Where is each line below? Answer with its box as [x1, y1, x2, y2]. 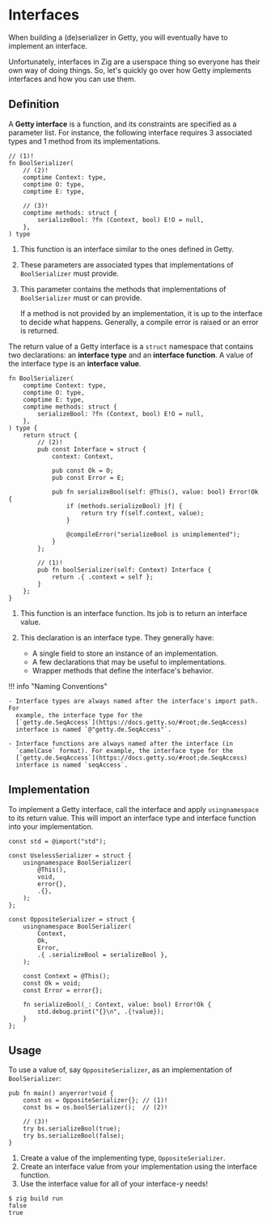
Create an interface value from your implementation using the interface [19, 1161, 257, 1172]
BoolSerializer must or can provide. [19, 293, 142, 302]
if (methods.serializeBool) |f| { [66, 502, 183, 510]
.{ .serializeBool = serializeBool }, [37, 951, 168, 959]
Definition [8, 97, 59, 111]
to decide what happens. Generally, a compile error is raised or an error [19, 317, 259, 327]
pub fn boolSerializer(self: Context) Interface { [37, 566, 212, 574]
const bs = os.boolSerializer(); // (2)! [23, 1104, 168, 1112]
